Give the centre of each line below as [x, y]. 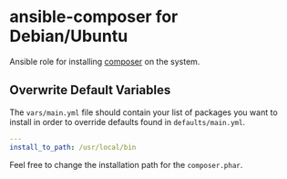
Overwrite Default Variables [90, 90]
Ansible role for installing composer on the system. [105, 61]
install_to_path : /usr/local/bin [73, 147]
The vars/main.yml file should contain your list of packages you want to [143, 112]
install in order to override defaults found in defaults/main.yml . [128, 121]
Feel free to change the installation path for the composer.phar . [126, 164]
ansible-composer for [94, 17]
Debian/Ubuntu [69, 36]
